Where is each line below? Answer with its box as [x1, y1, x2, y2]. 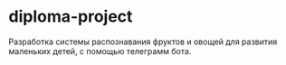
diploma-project [8, 6, 133, 27]
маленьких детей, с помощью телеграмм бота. [8, 45, 192, 56]
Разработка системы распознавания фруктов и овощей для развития [8, 36, 278, 47]
